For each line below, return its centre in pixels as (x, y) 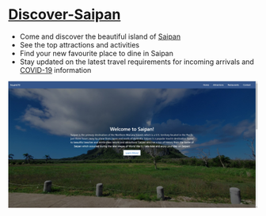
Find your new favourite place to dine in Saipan (97, 53)
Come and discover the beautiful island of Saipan (100, 36)
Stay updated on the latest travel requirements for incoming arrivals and (137, 62)
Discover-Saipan (65, 15)
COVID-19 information (55, 70)
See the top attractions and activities (80, 44)
